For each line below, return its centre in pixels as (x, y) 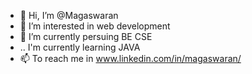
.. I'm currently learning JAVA (80, 47)
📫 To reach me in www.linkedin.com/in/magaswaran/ (130, 58)
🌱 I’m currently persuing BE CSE (86, 36)
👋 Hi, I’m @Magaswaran (69, 15)
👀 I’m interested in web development (95, 26)
